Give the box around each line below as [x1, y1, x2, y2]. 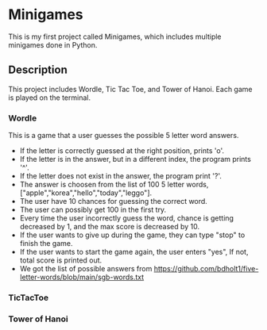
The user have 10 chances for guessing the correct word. [19, 197, 208, 206]
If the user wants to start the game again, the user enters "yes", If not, [19, 247, 249, 257]
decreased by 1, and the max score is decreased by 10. [19, 222, 200, 232]
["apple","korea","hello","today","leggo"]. [19, 188, 153, 198]
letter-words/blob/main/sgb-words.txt [19, 272, 145, 282]
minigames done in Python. [8, 40, 98, 49]
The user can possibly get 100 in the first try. [19, 205, 167, 215]
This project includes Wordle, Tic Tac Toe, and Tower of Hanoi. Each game [8, 84, 253, 94]
